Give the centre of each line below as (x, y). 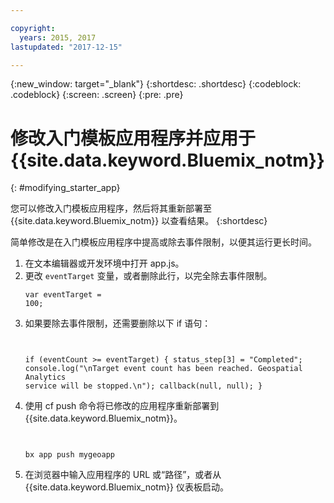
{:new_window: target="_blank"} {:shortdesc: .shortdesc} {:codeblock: (156, 84)
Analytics (45, 377)
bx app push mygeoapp (69, 455)
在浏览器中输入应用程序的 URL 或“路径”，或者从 (123, 475)
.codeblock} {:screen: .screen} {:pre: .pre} (97, 95)
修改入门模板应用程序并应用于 (133, 138)
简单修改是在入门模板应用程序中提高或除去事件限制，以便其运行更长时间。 (163, 242)
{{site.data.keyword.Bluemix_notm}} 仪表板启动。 (127, 487)
